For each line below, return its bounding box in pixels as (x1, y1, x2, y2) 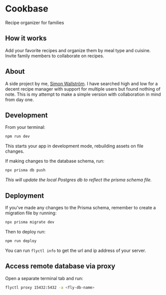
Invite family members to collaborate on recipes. (5, 53, 105, 59)
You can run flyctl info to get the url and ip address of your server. (5, 247, 146, 253)
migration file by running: (5, 210, 57, 216)
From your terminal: (5, 124, 46, 130)
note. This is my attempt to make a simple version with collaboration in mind (5, 91, 161, 97)
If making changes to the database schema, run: (5, 158, 105, 164)
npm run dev (5, 134, 30, 139)
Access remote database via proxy (5, 262, 116, 270)
